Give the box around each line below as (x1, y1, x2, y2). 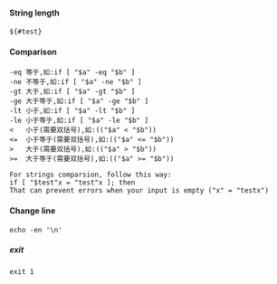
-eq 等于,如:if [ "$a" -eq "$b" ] (9, 68, 136, 77)
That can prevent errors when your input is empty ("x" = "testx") (9, 186, 270, 195)
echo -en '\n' (9, 225, 63, 234)
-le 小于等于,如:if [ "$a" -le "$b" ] (9, 116, 149, 126)
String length (9, 7, 61, 18)
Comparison (9, 46, 57, 57)
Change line (9, 205, 56, 216)
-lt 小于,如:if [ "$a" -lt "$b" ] (9, 107, 136, 116)
